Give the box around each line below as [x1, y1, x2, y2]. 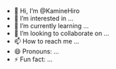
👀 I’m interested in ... [13, 14, 74, 23]
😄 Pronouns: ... [13, 47, 60, 56]
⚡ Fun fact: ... [13, 55, 53, 63]
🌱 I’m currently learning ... [13, 22, 89, 30]
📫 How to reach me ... [13, 37, 79, 45]
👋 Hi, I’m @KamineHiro [13, 7, 80, 15]
